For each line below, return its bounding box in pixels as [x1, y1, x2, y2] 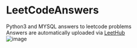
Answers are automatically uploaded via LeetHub [6, 29, 125, 36]
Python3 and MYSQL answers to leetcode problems [6, 23, 132, 30]
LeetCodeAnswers [6, 4, 99, 17]
